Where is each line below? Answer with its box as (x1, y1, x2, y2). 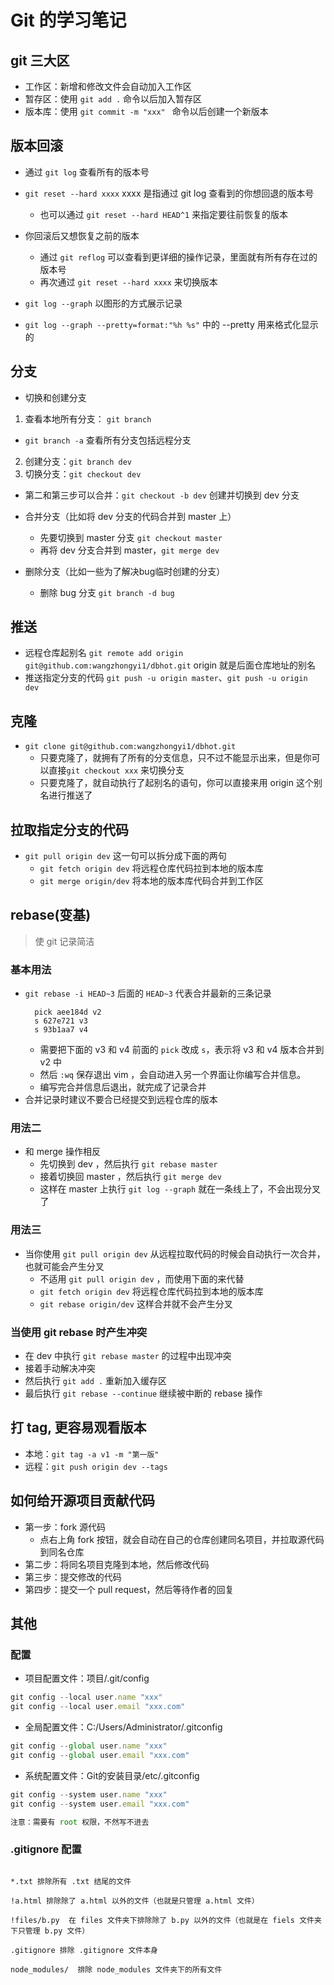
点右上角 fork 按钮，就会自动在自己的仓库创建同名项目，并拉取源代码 (39, 1533, 325, 1545)
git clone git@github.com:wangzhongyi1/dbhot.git (24, 742, 237, 752)
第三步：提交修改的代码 (24, 1571, 122, 1583)
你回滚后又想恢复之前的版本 (24, 229, 140, 241)
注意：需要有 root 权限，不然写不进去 (10, 1817, 150, 1827)
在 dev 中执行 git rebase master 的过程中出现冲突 (24, 1350, 232, 1362)
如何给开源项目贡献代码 (10, 1492, 155, 1510)
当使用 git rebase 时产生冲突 (10, 1325, 148, 1339)
